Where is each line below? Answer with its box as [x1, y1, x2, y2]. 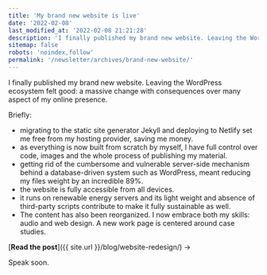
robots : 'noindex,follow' [8, 48, 94, 56]
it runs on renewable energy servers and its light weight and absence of [19, 192, 256, 203]
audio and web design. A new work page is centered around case [19, 218, 235, 227]
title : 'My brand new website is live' [8, 11, 141, 20]
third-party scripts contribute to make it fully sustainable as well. [19, 201, 231, 211]
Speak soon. [8, 258, 49, 267]
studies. [19, 227, 46, 236]
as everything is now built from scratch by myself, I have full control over [19, 142, 258, 152]
